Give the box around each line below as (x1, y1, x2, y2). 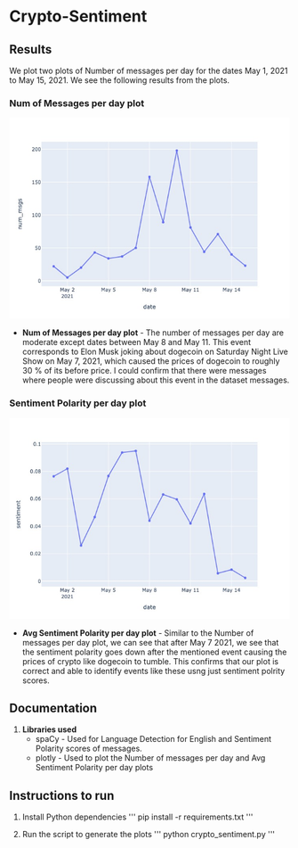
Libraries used (21, 724, 77, 735)
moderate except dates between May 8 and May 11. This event (21, 337, 252, 348)
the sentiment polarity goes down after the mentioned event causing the (21, 646, 287, 657)
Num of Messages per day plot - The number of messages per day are (21, 327, 285, 338)
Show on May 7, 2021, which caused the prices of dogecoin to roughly (21, 356, 280, 366)
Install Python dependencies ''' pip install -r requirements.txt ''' (21, 811, 254, 822)
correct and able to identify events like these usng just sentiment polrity (21, 665, 286, 676)
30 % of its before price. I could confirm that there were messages (21, 366, 267, 376)
